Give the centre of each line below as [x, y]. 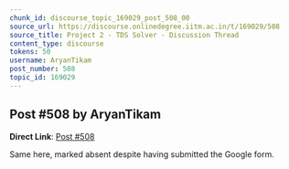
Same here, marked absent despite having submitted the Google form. [142, 154]
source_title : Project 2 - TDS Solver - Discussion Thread [124, 35]
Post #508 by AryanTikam [86, 115]
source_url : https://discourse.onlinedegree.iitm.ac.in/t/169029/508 [145, 26]
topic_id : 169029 [43, 78]
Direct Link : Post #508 [52, 136]
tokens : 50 [30, 52]
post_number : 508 [43, 69]
